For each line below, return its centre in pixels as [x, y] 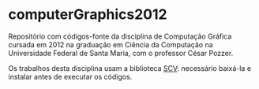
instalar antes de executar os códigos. [70, 76]
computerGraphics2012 [88, 15]
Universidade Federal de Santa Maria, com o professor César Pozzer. [121, 53]
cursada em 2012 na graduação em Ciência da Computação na [111, 44]
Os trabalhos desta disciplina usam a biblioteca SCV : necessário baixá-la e [129, 68]
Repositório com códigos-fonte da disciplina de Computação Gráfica [120, 36]
